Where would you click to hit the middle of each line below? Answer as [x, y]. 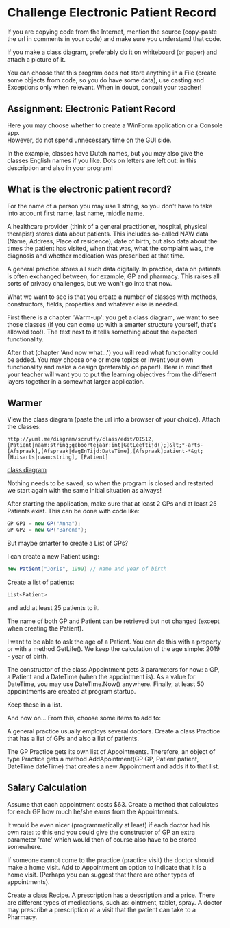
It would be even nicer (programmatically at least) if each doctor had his [109, 825]
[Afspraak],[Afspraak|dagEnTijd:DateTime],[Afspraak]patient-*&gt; [105, 451]
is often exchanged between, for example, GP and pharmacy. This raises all [114, 276]
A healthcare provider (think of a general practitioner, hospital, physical [107, 226]
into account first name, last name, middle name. [76, 213]
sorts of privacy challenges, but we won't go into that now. [90, 283]
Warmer [25, 403]
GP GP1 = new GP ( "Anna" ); [44, 524]
